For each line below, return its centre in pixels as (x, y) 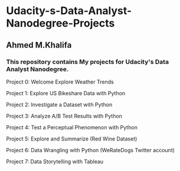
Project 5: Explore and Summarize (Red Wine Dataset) (72, 139)
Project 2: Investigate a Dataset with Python (59, 105)
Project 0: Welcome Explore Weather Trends (60, 82)
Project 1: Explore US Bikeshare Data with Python (66, 93)
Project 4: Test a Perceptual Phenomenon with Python (72, 127)
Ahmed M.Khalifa (39, 45)
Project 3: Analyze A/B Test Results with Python (64, 116)
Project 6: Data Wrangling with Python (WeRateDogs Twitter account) (91, 150)
